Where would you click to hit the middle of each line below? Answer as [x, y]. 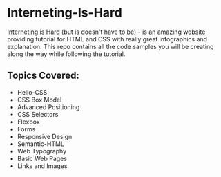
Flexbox [28, 122]
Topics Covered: [43, 76]
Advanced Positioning [48, 107]
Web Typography [42, 151]
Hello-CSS [32, 92]
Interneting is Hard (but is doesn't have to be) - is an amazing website [106, 32]
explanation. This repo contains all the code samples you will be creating [110, 46]
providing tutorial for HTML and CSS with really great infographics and [107, 39]
